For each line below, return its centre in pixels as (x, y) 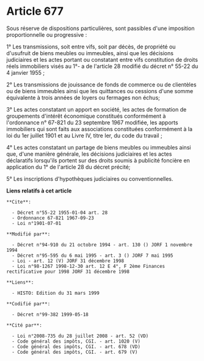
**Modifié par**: (28, 234)
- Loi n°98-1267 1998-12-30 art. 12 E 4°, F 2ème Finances (89, 266)
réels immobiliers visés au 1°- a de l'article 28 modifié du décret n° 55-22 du (102, 66)
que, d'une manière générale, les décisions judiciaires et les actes (89, 154)
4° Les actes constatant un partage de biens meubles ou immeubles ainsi (99, 147)
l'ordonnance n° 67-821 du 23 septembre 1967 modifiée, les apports (92, 122)
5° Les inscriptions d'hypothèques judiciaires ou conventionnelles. (90, 178)
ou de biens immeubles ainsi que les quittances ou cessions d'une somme (100, 91)
